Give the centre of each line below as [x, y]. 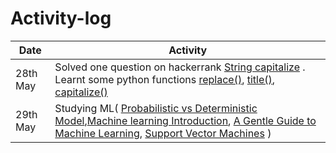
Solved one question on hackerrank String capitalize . [180, 67]
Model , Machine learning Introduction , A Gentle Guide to [185, 120]
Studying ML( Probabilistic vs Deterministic [156, 108]
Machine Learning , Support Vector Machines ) [163, 133]
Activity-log [61, 18]
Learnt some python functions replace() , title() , [165, 79]
